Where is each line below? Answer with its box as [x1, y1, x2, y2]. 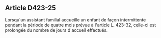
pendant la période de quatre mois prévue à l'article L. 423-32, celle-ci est [5, 22, 156, 28]
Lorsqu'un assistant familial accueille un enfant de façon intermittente [5, 17, 146, 22]
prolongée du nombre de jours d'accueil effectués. [5, 27, 108, 33]
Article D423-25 [5, 4, 56, 12]
